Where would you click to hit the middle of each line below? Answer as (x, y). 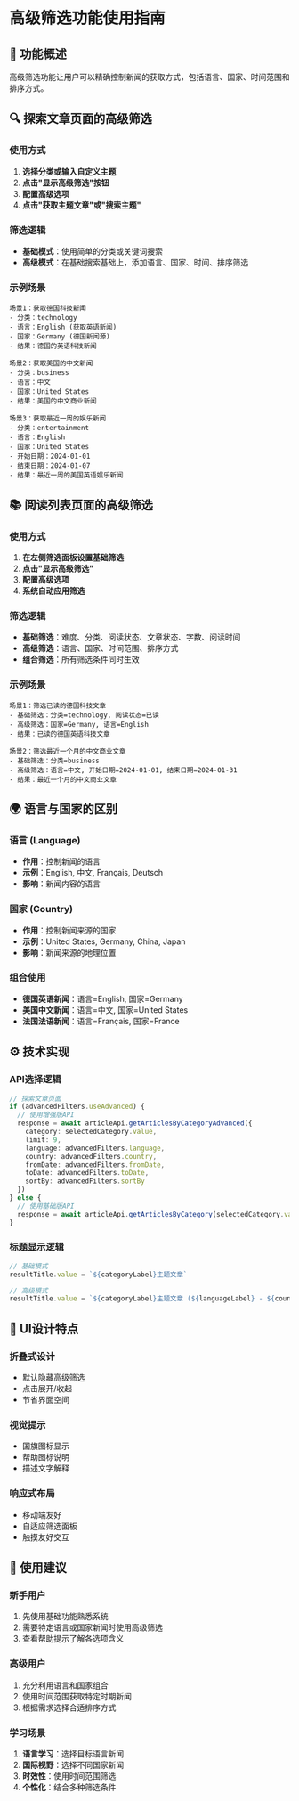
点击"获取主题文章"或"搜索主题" (81, 205)
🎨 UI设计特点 (44, 1328)
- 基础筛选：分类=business (54, 761)
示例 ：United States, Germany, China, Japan (104, 941)
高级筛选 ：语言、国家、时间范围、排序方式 (100, 648)
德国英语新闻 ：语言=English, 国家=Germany (103, 998)
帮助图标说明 (45, 1457)
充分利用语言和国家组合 (65, 1685)
